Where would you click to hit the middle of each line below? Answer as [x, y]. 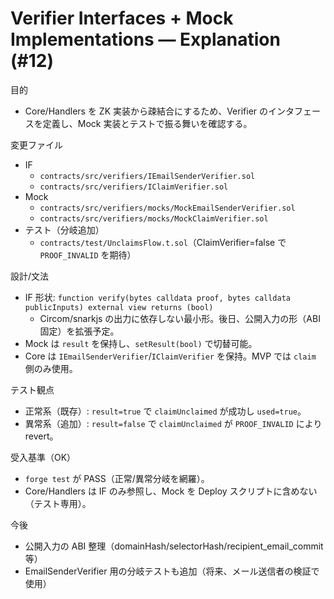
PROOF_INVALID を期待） [88, 254]
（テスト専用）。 [58, 503]
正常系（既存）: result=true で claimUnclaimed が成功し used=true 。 [165, 411]
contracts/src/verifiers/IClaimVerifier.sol [134, 187]
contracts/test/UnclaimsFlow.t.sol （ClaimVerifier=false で [163, 242]
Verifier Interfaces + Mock [122, 18]
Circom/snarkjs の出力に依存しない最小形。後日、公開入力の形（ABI [180, 318]
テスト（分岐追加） [64, 229]
